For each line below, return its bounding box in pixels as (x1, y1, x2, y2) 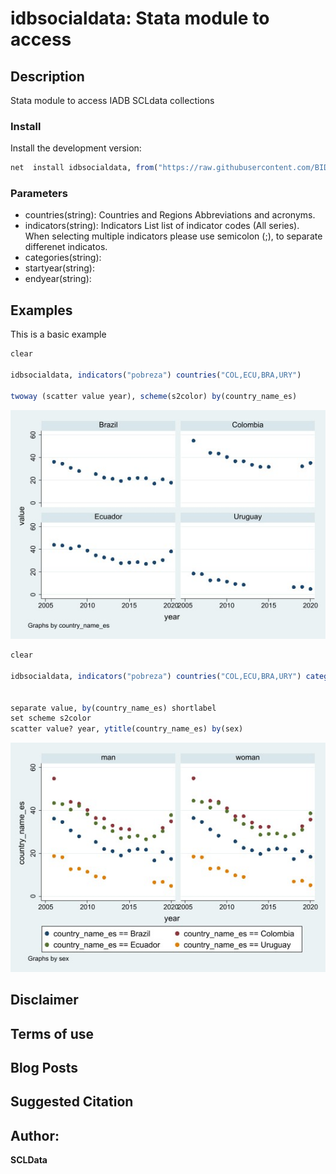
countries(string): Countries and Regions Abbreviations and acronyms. (24, 209, 316, 221)
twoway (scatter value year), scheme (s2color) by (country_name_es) (10, 391, 298, 401)
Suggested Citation (10, 1093, 134, 1111)
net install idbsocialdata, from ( (10, 163, 159, 173)
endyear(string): (24, 273, 92, 285)
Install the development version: (10, 142, 142, 154)
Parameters (10, 187, 68, 201)
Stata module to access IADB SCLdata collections (10, 95, 215, 106)
